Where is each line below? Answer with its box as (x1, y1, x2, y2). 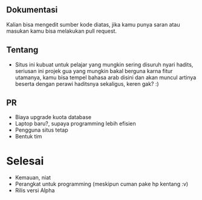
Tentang (6, 45, 39, 55)
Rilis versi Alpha (15, 187, 55, 194)
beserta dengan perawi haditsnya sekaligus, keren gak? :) (15, 80, 159, 87)
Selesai (6, 154, 44, 168)
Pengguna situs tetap (15, 126, 68, 134)
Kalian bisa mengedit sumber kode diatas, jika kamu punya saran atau (6, 21, 180, 28)
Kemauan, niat (15, 174, 51, 181)
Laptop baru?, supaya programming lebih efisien (15, 120, 136, 127)
